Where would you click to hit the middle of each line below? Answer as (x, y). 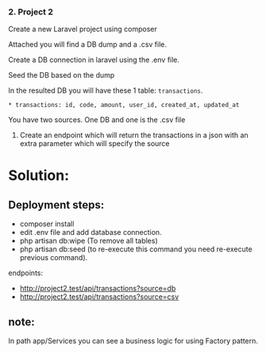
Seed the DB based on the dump (62, 75)
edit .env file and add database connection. (91, 232)
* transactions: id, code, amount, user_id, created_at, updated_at (124, 106)
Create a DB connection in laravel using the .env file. (94, 60)
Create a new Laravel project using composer (83, 29)
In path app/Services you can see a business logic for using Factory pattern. (133, 341)
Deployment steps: (56, 205)
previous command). (54, 258)
